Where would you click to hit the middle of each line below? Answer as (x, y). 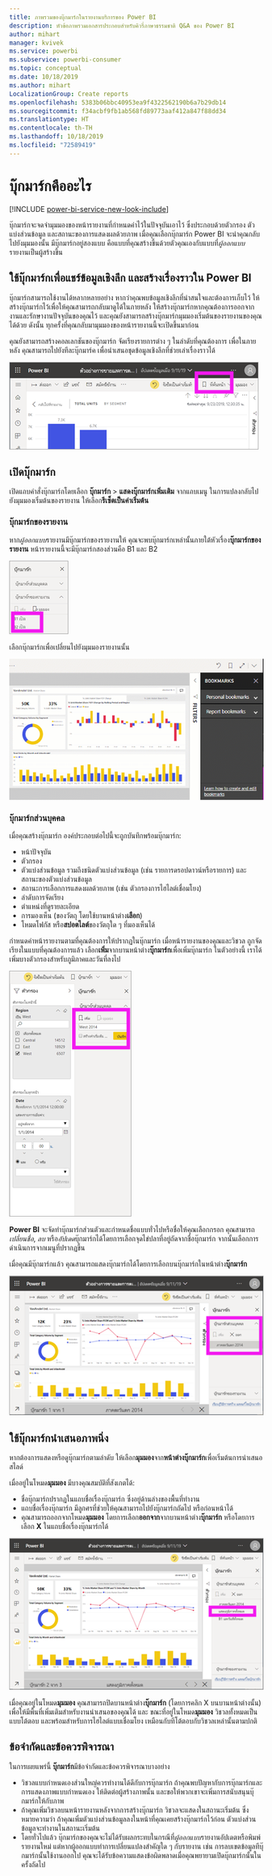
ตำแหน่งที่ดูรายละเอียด (50, 907)
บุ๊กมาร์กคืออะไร (50, 186)
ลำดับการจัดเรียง (42, 897)
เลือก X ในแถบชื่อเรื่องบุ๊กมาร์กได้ (65, 1527)
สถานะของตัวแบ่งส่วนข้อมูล (56, 879)
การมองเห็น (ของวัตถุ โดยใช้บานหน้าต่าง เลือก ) (82, 916)
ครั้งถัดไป (33, 1864)
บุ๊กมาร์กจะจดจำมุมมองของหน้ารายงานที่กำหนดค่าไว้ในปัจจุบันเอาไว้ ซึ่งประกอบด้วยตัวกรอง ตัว (132, 224)
